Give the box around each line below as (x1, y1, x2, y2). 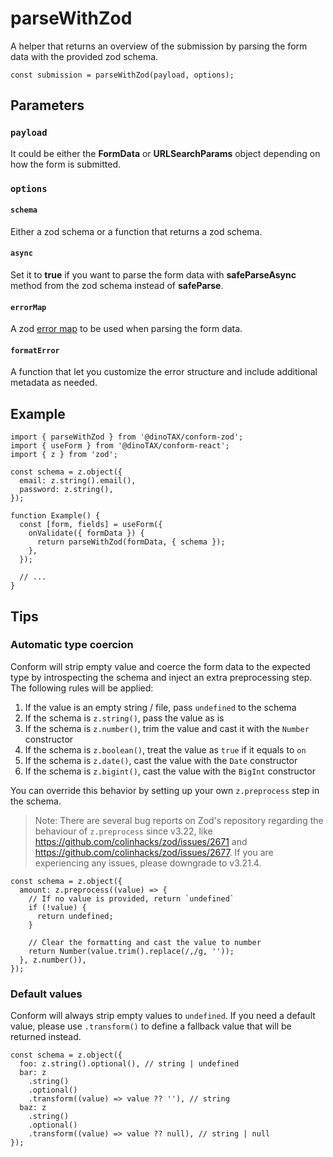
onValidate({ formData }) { (28, 528, 145, 539)
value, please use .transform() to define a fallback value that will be (10, 1020, 292, 1032)
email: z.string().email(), (19, 476, 137, 486)
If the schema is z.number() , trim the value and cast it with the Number (24, 722, 310, 734)
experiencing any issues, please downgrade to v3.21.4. (34, 857, 262, 869)
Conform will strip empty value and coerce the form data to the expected (10, 660, 311, 672)
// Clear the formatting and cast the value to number (28, 937, 262, 947)
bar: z (19, 1068, 47, 1078)
